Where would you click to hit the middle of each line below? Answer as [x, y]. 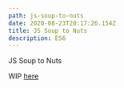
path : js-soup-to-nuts [46, 16]
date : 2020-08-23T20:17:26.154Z [62, 23]
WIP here [24, 76]
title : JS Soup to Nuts [48, 30]
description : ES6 [37, 38]
